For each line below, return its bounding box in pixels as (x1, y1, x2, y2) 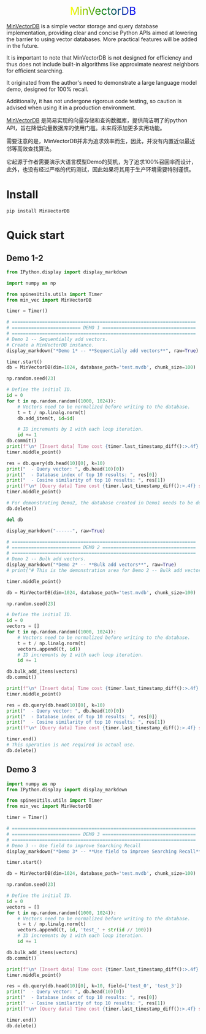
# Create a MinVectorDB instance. (6, 342, 95, 348)
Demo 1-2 (6, 253, 44, 263)
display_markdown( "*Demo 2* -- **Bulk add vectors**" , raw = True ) (6, 562, 177, 568)
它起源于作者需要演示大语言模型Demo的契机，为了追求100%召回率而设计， (6, 158, 197, 165)
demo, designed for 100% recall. (6, 85, 89, 93)
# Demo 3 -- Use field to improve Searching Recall (6, 842, 141, 848)
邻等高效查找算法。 (6, 145, 55, 152)
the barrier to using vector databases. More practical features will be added (6, 36, 197, 43)
